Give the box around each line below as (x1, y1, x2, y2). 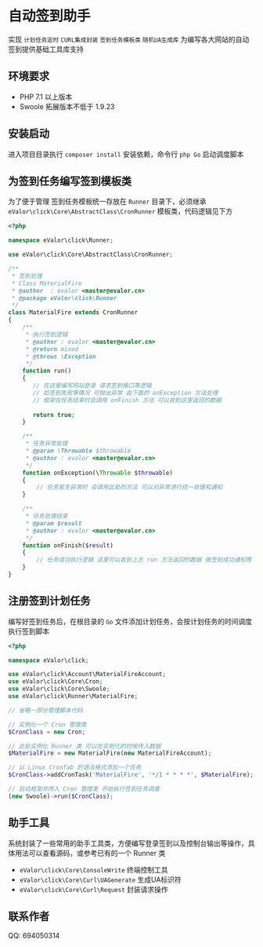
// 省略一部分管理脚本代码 (8, 706, 84, 715)
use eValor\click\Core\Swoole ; (8, 685, 110, 693)
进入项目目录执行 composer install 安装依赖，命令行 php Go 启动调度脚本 (8, 149, 244, 159)
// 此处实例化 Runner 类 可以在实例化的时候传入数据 (8, 742, 161, 750)
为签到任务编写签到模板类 (8, 174, 131, 188)
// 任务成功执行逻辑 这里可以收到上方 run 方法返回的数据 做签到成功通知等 (36, 556, 252, 564)
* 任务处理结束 (25, 512, 68, 520)
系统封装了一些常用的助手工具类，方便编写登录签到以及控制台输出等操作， (8, 838, 248, 848)
